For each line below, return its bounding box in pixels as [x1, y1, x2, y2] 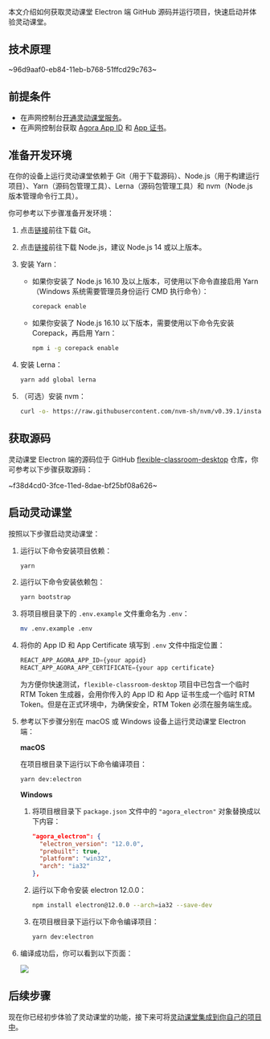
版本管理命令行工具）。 [8, 191, 83, 201]
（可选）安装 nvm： [19, 392, 86, 401]
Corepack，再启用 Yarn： [31, 328, 117, 338]
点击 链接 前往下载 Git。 [19, 226, 96, 235]
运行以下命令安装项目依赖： [19, 545, 112, 556]
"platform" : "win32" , [39, 854, 112, 863]
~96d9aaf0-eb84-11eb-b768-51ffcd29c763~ [8, 64, 157, 74]
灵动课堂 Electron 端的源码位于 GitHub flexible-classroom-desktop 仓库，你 [8, 454, 259, 464]
